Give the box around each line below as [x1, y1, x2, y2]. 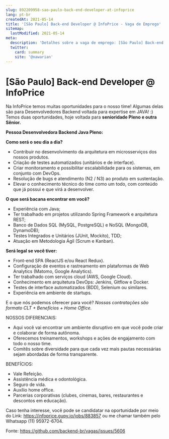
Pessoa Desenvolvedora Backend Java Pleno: [6, 129, 104, 135]
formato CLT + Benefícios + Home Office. [6, 305, 92, 311]
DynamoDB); [13, 228, 40, 234]
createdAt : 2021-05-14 [6, 17, 53, 22]
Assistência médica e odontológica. [13, 376, 87, 382]
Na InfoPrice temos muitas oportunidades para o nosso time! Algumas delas [6, 103, 163, 109]
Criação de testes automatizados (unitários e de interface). [13, 159, 135, 166]
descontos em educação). [13, 398, 67, 404]
